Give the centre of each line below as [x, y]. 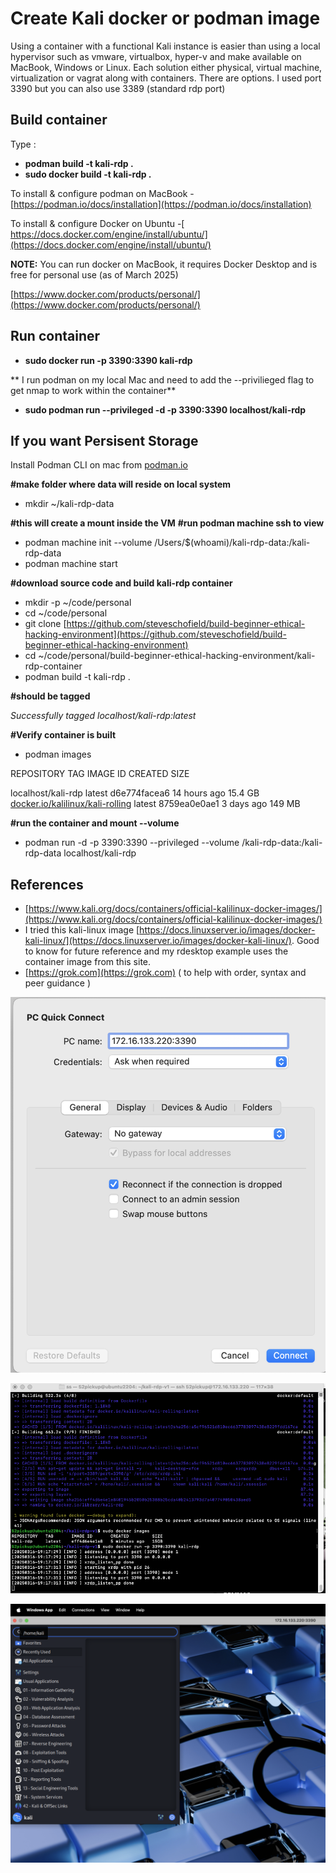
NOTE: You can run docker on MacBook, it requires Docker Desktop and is [164, 264]
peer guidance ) [58, 983]
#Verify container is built [63, 735]
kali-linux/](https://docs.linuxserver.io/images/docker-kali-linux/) [158, 941]
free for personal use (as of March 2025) [94, 274]
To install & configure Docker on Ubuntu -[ [97, 223]
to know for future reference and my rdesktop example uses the [156, 951]
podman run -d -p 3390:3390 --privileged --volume [132, 843]
